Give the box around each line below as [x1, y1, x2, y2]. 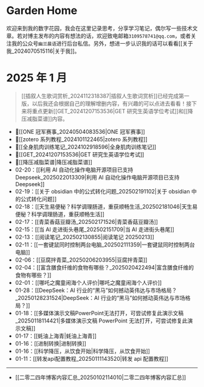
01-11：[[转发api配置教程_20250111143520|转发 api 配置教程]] [15, 355, 169, 362]
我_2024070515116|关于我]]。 [6, 47, 80, 55]
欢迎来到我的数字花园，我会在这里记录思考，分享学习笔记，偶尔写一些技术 [6, 24, 192, 32]
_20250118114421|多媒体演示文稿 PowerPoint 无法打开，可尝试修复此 [15, 317, 188, 324]
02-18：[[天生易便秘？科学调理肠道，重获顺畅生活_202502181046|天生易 [15, 203, 198, 210]
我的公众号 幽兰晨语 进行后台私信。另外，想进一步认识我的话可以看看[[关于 [11, 40, 193, 47]
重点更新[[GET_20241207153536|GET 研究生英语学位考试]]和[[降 [32, 107, 193, 114]
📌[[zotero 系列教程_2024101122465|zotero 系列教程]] [15, 135, 148, 143]
